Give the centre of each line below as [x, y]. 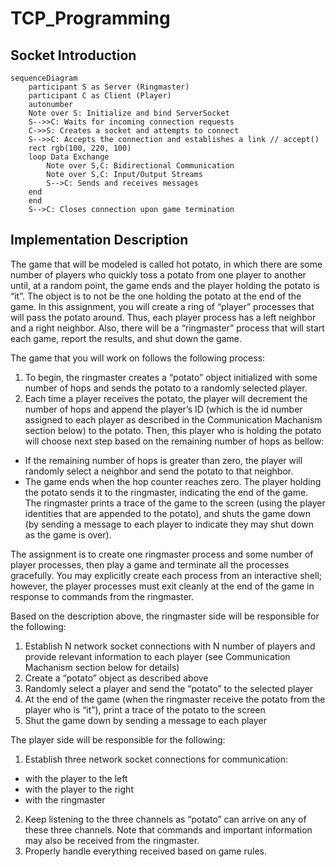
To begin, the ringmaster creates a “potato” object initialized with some [171, 377]
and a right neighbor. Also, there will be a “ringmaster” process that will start [167, 328]
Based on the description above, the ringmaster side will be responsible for [165, 616]
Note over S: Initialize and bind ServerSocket [129, 113]
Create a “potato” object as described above [116, 678]
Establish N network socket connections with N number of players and [170, 646]
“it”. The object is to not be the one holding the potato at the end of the [156, 296]
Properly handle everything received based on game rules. [145, 851]
